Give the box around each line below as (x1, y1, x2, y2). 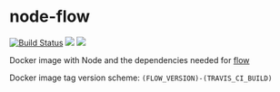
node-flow (9, 6, 91, 27)
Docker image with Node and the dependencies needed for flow (9, 54, 250, 65)
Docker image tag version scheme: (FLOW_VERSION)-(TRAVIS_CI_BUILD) (9, 72, 273, 83)
